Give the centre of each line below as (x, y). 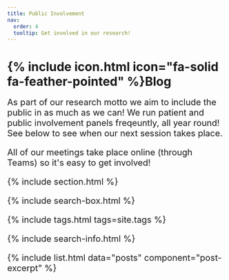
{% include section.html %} (63, 182)
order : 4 (26, 26)
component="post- (183, 258)
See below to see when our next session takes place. (115, 133)
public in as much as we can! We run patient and (106, 113)
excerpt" (25, 268)
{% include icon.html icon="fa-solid (113, 67)
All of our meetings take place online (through (100, 152)
